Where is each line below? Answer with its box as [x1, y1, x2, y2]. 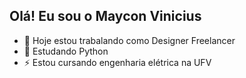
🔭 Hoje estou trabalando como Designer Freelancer [23, 34, 236, 46]
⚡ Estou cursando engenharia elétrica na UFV [23, 56, 212, 68]
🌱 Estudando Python [23, 45, 109, 57]
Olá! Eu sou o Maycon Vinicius [9, 8, 202, 25]
